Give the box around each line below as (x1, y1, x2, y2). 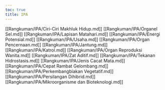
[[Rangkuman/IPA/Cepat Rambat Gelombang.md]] (5, 63, 109, 69)
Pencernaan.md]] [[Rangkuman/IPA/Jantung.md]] (5, 41, 108, 47)
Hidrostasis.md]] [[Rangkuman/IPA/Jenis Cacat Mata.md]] (5, 57, 125, 63)
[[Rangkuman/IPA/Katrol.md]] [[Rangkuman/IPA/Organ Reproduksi (5, 47, 142, 53)
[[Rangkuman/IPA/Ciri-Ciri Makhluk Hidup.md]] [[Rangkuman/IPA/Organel (5, 25, 158, 31)
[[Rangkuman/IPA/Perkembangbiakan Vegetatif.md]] (5, 68, 114, 74)
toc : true (5, 7, 26, 12)
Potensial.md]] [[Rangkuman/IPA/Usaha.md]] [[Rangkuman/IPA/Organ (5, 36, 150, 42)
